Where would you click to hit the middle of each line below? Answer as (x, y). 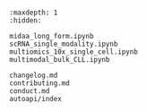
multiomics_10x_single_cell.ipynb (74, 52)
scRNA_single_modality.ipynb (64, 44)
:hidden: (26, 21)
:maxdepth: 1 (34, 13)
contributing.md (39, 83)
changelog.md (34, 75)
